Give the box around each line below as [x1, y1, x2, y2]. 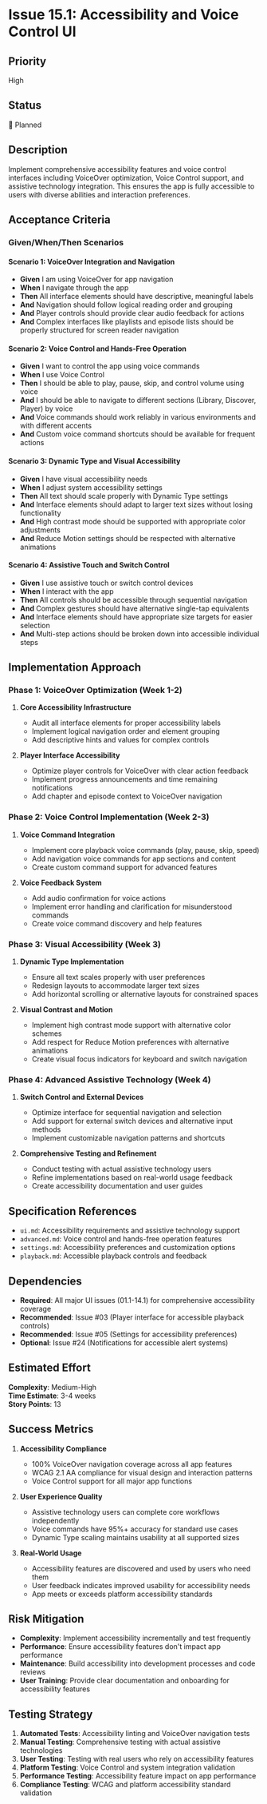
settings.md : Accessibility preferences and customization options [19, 1243, 236, 1252]
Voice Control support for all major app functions [31, 1476, 193, 1486]
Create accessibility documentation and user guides [31, 1181, 203, 1191]
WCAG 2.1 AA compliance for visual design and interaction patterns [31, 1467, 253, 1477]
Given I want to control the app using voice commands [19, 361, 201, 371]
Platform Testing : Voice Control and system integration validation [19, 1762, 236, 1772]
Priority [8, 54, 46, 68]
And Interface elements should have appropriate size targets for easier [19, 611, 253, 621]
